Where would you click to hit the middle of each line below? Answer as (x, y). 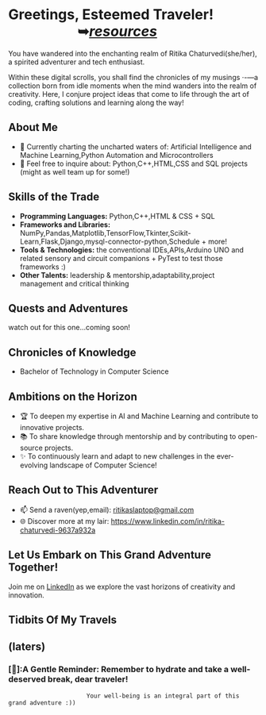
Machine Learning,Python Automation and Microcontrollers (116, 155)
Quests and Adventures (68, 308)
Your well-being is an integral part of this (163, 696)
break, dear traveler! (88, 679)
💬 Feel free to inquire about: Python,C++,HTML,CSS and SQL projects (134, 163)
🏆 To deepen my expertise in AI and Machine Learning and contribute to (139, 416)
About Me (33, 127)
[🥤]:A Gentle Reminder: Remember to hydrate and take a (118, 670)
